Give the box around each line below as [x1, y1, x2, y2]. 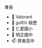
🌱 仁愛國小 [11, 26, 33, 32]
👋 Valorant [11, 14, 32, 19]
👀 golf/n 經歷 [11, 20, 37, 25]
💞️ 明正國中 [11, 32, 33, 37]
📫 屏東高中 [11, 38, 35, 44]
